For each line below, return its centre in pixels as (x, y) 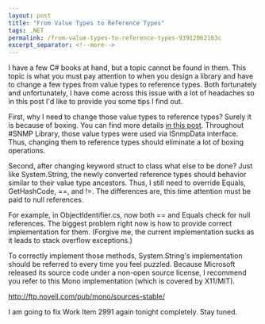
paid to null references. (46, 200)
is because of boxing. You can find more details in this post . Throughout (126, 125)
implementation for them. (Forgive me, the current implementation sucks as (131, 232)
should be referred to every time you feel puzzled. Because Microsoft (122, 264)
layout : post (30, 15)
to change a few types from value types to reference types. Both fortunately (132, 85)
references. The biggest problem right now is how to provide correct (120, 224)
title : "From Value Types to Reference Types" (86, 23)
